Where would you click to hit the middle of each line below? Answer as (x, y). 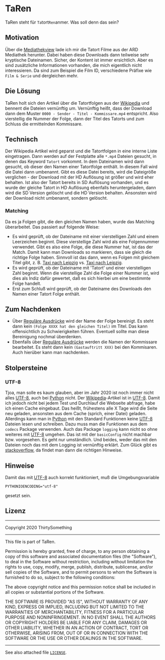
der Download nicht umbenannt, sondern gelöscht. (56, 198)
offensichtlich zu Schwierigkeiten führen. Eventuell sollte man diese (81, 331)
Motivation (22, 38)
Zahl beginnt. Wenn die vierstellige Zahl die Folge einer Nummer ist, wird (86, 273)
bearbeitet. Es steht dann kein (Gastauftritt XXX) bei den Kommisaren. (85, 347)
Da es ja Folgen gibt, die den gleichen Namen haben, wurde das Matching (80, 221)
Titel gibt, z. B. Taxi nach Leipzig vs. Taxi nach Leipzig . (67, 262)
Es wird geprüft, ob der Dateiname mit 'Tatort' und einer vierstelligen (82, 268)
